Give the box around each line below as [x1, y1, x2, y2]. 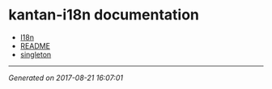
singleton [19, 49, 52, 59]
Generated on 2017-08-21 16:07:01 [8, 73, 124, 83]
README [19, 40, 51, 50]
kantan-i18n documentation [8, 6, 200, 24]
